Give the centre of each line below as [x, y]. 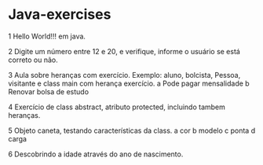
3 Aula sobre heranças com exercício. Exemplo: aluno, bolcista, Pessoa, [124, 75]
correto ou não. [33, 60]
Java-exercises [60, 15]
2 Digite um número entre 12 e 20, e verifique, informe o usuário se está [124, 51]
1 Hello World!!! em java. [47, 36]
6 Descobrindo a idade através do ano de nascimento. [96, 154]
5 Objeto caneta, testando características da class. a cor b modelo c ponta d [132, 130]
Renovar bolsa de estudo [48, 91]
